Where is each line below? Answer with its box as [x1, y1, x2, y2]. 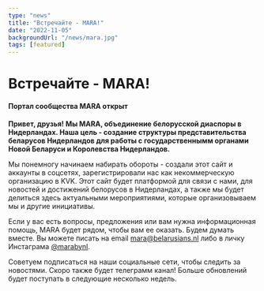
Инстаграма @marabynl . [8, 241, 91, 251]
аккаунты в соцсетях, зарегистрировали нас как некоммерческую [8, 167, 235, 177]
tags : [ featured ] [8, 41, 66, 49]
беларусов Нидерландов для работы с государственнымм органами [8, 136, 249, 145]
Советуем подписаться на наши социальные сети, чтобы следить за [8, 257, 241, 267]
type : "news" [8, 11, 51, 20]
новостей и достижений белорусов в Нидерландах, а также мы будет [8, 185, 244, 194]
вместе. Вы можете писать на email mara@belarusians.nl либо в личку [8, 233, 245, 243]
